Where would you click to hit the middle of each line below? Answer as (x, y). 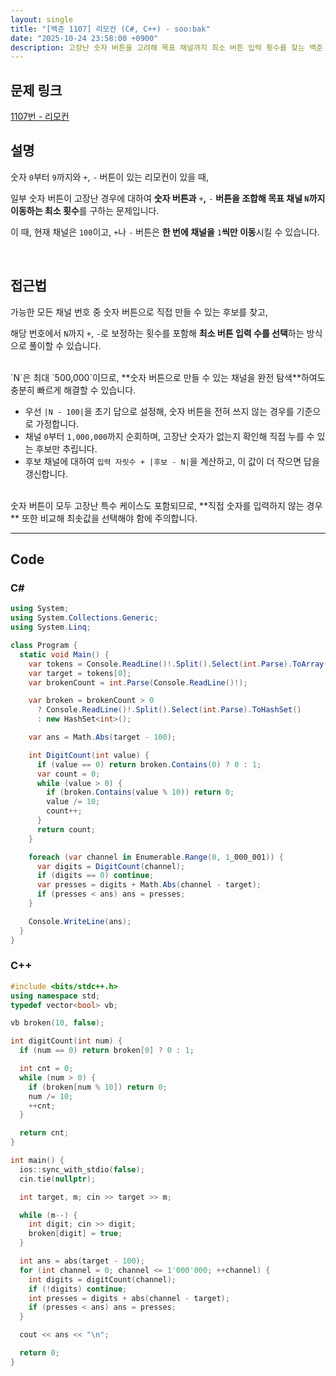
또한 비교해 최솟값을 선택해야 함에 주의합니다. (109, 518)
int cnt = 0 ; (46, 1069)
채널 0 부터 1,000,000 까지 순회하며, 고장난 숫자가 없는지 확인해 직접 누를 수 (169, 436)
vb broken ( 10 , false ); (57, 1023)
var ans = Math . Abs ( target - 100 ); (102, 737)
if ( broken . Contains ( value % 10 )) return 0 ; (140, 792)
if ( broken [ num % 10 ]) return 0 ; (98, 1087)
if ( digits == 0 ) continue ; (95, 876)
